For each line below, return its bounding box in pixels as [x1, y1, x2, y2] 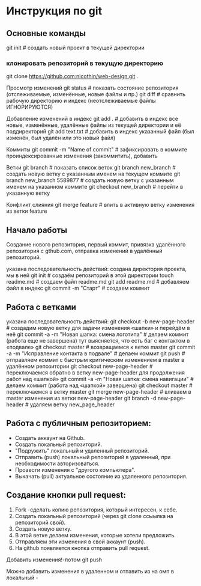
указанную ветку [6, 189, 50, 197]
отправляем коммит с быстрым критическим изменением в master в [6, 356, 185, 363]
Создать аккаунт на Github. [14, 434, 85, 441]
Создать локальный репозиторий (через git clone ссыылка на [14, 512, 173, 519]
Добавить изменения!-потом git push [6, 556, 103, 563]
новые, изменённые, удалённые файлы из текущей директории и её [6, 121, 181, 129]
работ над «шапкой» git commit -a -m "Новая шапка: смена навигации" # [6, 375, 194, 382]
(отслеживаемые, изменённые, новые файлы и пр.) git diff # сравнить [6, 91, 186, 98]
